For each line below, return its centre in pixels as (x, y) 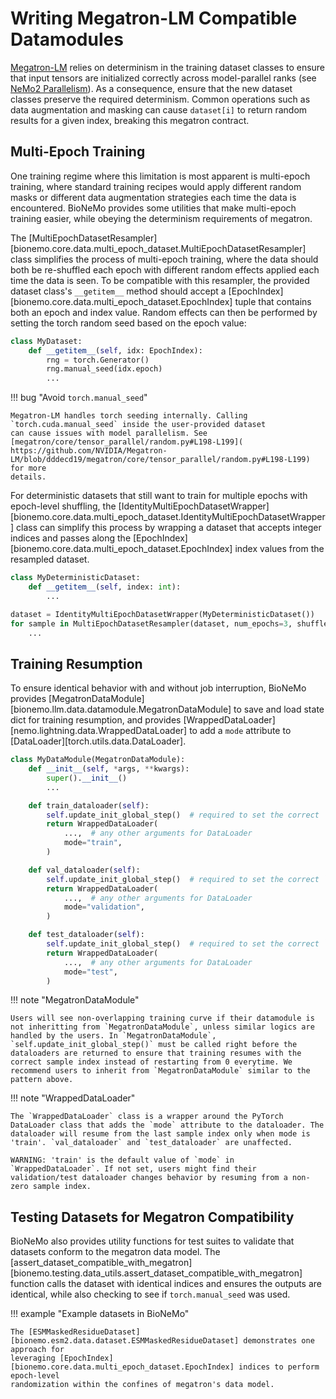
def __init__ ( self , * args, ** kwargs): (109, 769)
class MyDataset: (46, 341)
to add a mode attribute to (240, 731)
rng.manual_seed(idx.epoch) (104, 369)
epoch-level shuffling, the (63, 506)
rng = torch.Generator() (98, 360)
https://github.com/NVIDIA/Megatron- (89, 451)
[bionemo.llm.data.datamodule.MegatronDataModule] (121, 709)
